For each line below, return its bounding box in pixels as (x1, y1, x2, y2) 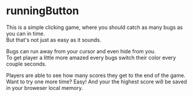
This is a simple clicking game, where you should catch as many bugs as (6, 24, 183, 31)
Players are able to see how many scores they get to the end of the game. (6, 72, 186, 79)
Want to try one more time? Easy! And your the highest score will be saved (6, 78, 187, 85)
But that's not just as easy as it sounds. (6, 36, 102, 43)
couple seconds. (6, 60, 47, 67)
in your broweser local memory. (6, 84, 83, 91)
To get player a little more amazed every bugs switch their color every (6, 54, 176, 61)
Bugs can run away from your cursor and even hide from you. (6, 47, 156, 54)
